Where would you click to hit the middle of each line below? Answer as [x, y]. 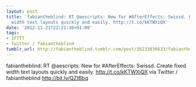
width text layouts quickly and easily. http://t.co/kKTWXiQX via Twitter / [92, 72]
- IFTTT [15, 38]
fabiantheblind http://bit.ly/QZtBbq [47, 78]
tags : [13, 33]
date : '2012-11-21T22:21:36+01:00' [49, 28]
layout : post [22, 11]
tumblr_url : [20, 49]
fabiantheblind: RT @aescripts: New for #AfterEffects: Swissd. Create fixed [96, 66]
